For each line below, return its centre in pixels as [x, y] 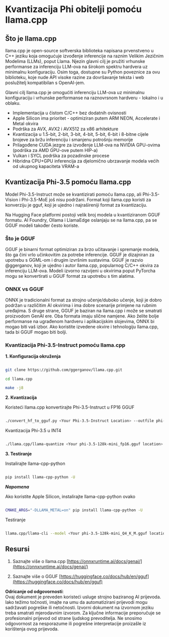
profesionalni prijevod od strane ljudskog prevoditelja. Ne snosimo [74, 618]
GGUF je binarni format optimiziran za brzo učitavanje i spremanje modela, [82, 250]
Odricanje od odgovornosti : [34, 591]
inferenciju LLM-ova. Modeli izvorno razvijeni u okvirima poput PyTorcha [80, 271]
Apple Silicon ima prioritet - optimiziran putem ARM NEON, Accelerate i [86, 118]
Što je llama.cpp [31, 38]
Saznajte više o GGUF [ [37, 576]
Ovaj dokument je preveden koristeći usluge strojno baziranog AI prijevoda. [83, 597]
